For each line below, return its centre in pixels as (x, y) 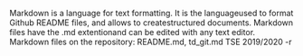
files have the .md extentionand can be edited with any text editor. (133, 32)
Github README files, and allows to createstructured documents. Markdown (151, 23)
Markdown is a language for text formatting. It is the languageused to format (151, 13)
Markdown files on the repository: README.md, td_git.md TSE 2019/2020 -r (151, 42)
